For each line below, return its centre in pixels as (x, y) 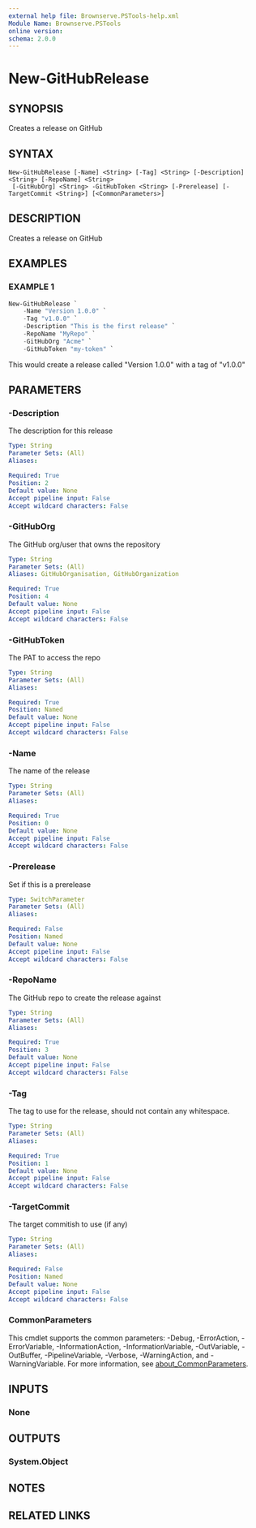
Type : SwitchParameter (47, 899)
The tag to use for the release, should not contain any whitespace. (119, 1111)
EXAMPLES (38, 264)
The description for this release (61, 431)
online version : (36, 31)
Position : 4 (28, 597)
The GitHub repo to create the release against (85, 998)
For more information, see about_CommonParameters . (158, 1364)
